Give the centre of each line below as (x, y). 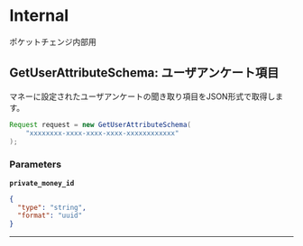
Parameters (35, 165)
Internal (39, 16)
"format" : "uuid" (50, 216)
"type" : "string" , (52, 207)
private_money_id (42, 183)
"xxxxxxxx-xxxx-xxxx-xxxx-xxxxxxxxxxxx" (102, 133)
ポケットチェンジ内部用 (53, 41)
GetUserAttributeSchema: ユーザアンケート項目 (144, 73)
